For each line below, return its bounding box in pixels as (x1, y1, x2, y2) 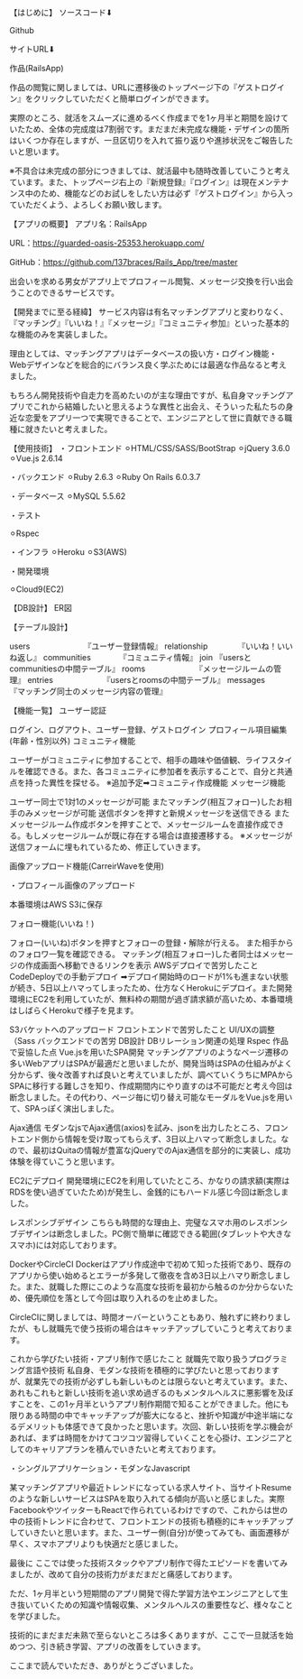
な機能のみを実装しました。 (9, 329, 113, 339)
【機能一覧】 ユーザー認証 (9, 706, 106, 715)
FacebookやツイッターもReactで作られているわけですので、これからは (9, 1505, 272, 1515)
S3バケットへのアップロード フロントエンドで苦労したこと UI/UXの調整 (9, 1024, 275, 1035)
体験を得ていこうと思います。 (9, 1157, 120, 1167)
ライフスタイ (244, 755, 293, 765)
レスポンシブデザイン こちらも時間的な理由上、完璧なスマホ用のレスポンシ (9, 1217, 289, 1228)
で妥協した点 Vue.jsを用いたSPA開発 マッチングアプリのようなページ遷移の (9, 1047, 289, 1057)
